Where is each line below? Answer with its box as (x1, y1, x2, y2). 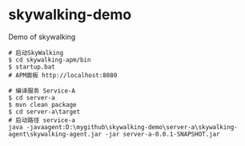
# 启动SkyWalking (8, 49, 64, 57)
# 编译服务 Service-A (8, 86, 76, 95)
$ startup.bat (8, 62, 56, 71)
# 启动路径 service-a (8, 116, 76, 124)
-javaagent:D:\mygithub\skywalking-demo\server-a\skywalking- (26, 123, 239, 131)
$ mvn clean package (8, 101, 78, 109)
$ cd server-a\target (8, 108, 81, 116)
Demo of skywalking (8, 32, 76, 41)
